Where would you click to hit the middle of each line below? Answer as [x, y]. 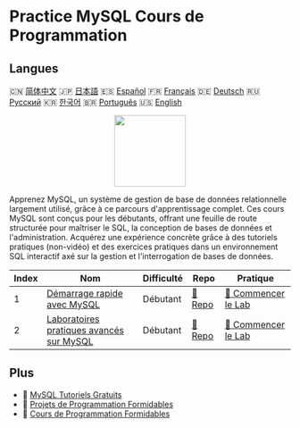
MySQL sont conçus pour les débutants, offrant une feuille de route [133, 218]
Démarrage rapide [85, 294]
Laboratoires [73, 319]
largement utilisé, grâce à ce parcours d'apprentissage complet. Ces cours [147, 209]
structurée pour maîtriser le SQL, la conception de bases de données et [141, 228]
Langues [34, 68]
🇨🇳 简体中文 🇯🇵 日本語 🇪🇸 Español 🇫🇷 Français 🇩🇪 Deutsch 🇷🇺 [135, 91]
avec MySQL [74, 304]
